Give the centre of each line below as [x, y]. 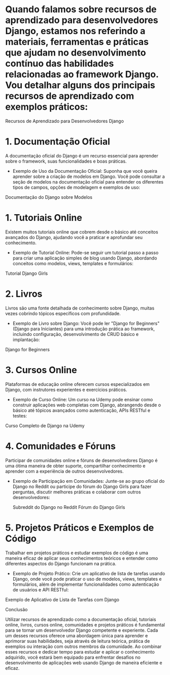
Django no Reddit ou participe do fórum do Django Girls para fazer [82, 486]
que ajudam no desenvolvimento [76, 53]
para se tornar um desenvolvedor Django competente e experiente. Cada [82, 630]
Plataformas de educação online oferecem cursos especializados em [77, 384]
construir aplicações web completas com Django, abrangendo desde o [87, 405]
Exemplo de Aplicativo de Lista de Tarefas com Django [62, 600]
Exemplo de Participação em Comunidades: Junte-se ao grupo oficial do [89, 481]
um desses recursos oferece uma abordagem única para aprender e [77, 635]
